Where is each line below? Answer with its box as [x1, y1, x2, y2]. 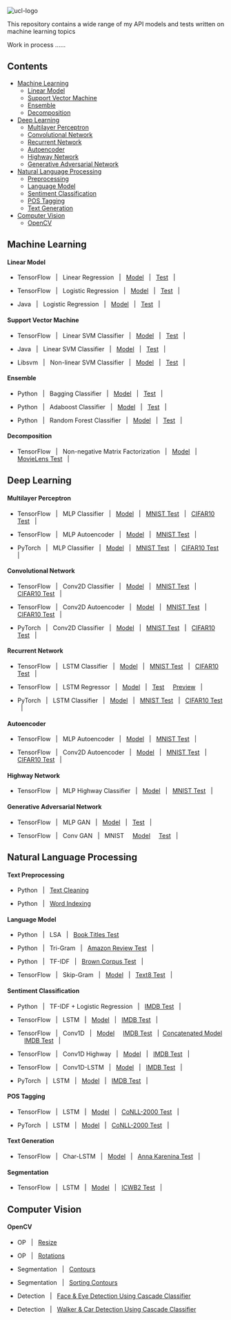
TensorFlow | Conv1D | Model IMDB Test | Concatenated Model [17, 1029, 223, 1037]
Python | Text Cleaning [17, 886, 90, 895]
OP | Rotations [17, 1252, 66, 1260]
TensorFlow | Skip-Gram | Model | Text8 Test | [17, 971, 173, 979]
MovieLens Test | [17, 455, 70, 463]
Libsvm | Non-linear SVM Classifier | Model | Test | [17, 358, 185, 366]
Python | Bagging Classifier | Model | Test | [17, 389, 163, 398]
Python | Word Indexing [17, 900, 91, 908]
